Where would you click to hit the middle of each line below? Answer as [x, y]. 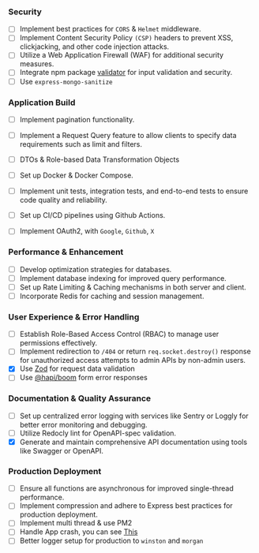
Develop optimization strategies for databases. [96, 269]
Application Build [42, 103]
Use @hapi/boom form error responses [83, 378]
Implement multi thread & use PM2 [76, 523]
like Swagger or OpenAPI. [62, 450]
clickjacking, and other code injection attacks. [94, 47]
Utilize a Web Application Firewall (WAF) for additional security [121, 55]
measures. [37, 64]
